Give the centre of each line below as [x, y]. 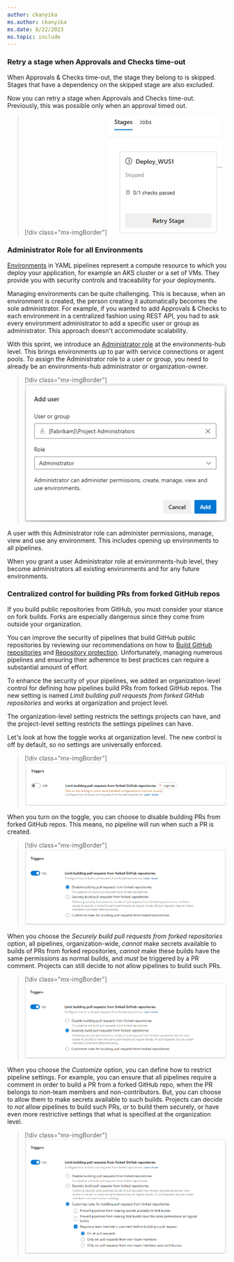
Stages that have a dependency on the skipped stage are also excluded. [111, 84]
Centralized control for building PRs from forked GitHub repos [114, 594]
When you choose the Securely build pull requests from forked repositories [115, 936]
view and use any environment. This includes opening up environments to [113, 540]
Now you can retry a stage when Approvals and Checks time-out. [101, 98]
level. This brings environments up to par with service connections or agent [116, 351]
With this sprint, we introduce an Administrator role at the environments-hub [117, 344]
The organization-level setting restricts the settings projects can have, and [114, 716]
